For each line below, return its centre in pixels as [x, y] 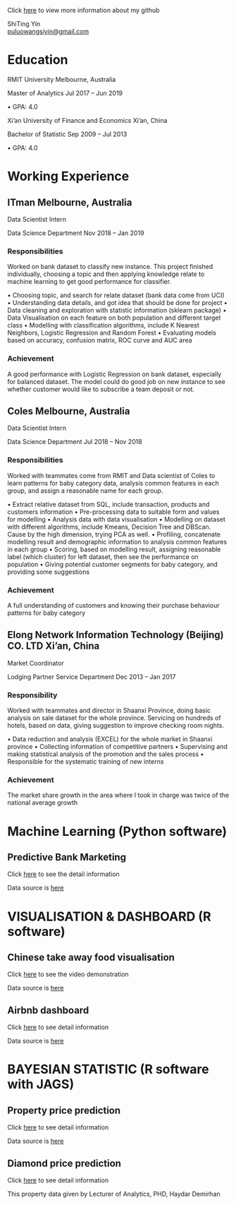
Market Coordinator [36, 663]
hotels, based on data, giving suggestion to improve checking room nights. [116, 726]
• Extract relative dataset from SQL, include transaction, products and [108, 504]
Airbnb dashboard [48, 1010]
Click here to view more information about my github [83, 10]
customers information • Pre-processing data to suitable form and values [113, 512]
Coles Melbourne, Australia [69, 411]
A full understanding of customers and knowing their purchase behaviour [113, 605]
